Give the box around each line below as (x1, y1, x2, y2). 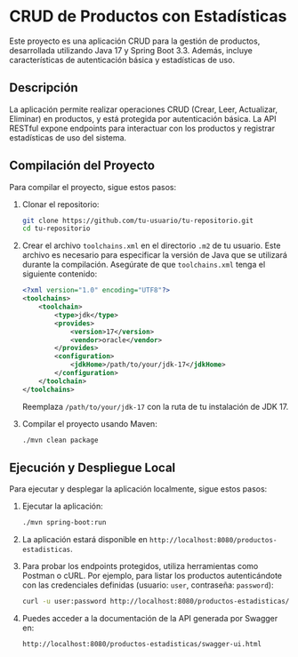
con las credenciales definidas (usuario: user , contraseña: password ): (21, 580, 274, 590)
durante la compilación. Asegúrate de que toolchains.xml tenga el (21, 260, 266, 270)
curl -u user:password (21, 597, 107, 606)
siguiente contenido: (21, 268, 98, 279)
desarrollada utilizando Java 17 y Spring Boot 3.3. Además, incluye (9, 44, 254, 55)
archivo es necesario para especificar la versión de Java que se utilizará (21, 250, 287, 260)
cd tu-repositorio (21, 224, 91, 233)
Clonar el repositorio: (21, 198, 100, 210)
